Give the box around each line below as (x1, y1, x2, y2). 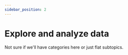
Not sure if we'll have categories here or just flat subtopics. (4, 44, 124, 50)
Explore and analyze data (4, 28, 109, 39)
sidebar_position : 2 (4, 7, 47, 12)
